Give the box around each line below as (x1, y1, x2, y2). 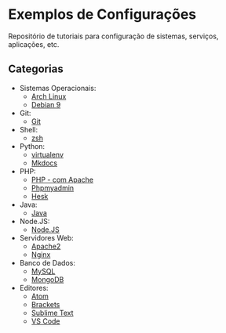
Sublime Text (31, 308, 74, 317)
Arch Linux (31, 92, 67, 101)
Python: (19, 141, 46, 150)
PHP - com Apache (31, 175, 94, 184)
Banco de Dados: (19, 258, 76, 267)
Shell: (19, 125, 38, 134)
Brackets (31, 299, 60, 309)
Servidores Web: (19, 233, 75, 242)
